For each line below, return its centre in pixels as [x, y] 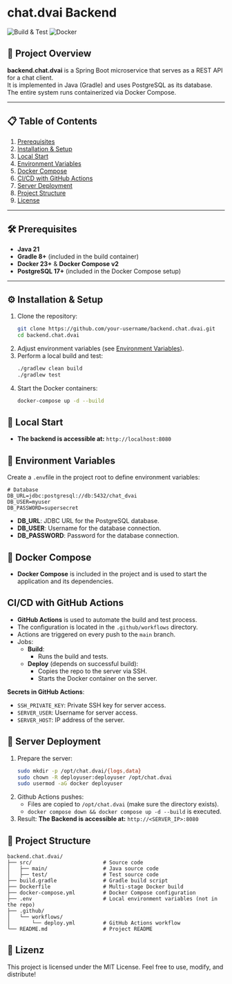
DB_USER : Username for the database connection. [89, 528]
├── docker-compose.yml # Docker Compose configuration [101, 893]
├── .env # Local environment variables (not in [112, 899]
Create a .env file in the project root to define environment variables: [104, 477]
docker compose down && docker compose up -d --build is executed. [125, 812]
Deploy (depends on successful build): [83, 663]
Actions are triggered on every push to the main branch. [96, 634]
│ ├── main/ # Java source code [83, 869]
